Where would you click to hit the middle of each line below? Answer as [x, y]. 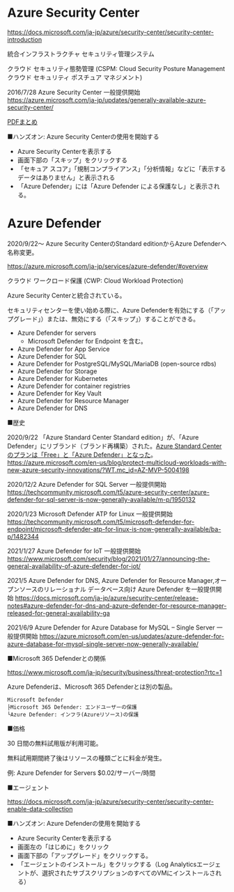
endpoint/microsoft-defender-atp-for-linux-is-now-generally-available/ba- [114, 529]
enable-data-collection [40, 808]
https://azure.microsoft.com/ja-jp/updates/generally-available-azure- [107, 100]
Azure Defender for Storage [57, 371]
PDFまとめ [23, 122]
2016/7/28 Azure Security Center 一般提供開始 [74, 92]
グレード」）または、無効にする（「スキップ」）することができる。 [106, 319]
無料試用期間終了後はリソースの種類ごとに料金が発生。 [86, 758]
